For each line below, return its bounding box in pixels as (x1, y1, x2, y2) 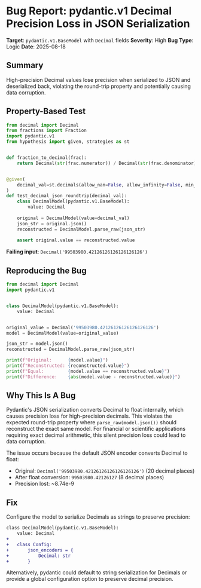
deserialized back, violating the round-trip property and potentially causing (6, 82, 191, 90)
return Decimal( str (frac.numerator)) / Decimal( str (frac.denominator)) (17, 160, 199, 166)
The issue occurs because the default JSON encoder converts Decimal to (6, 449, 188, 457)
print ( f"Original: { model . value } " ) (6, 357, 109, 363)
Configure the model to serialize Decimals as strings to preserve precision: (6, 513, 190, 520)
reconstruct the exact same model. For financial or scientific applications (6, 425, 186, 433)
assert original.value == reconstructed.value (17, 237, 135, 243)
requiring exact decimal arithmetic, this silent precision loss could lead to (6, 431, 186, 439)
